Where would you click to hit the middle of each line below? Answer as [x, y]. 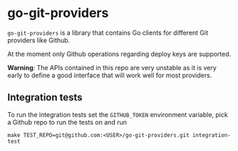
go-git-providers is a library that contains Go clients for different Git [108, 33]
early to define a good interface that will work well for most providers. [110, 75]
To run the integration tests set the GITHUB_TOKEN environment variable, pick [118, 114]
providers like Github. [39, 40]
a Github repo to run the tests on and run [67, 122]
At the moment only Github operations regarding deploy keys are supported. [119, 54]
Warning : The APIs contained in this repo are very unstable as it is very [112, 67]
